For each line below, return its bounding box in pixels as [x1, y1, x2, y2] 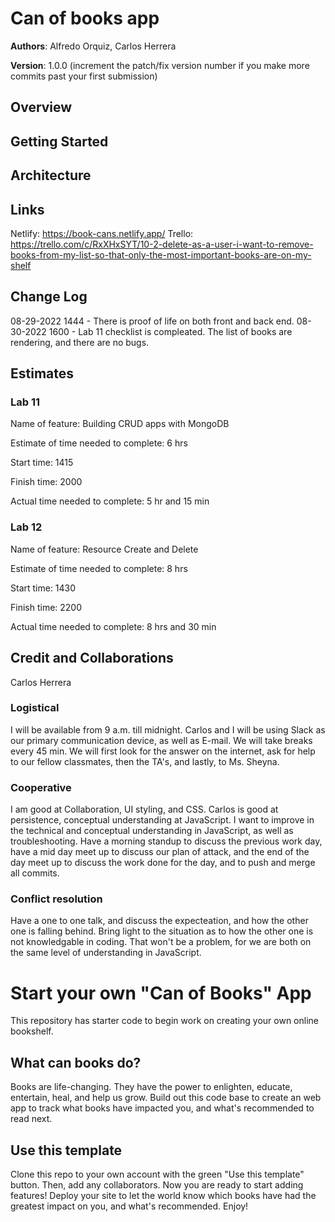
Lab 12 [10, 520, 43, 534]
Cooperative [10, 780, 72, 794]
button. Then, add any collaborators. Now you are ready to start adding [10, 1178, 304, 1191]
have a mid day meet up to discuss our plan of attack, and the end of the [10, 846, 310, 858]
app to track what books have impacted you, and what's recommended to [10, 1102, 315, 1114]
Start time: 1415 [10, 457, 74, 469]
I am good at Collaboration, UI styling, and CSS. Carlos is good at [10, 803, 279, 816]
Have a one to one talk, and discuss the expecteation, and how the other [10, 915, 309, 927]
